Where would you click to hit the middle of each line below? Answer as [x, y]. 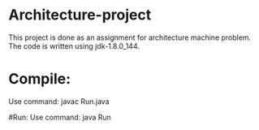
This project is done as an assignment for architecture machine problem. [130, 37]
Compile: [40, 79]
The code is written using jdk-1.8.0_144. [74, 45]
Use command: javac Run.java [59, 101]
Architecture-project [80, 15]
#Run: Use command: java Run [60, 117]
